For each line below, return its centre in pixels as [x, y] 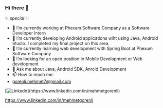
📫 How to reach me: [33, 75]
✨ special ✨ [17, 18]
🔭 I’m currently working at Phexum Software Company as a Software [81, 28]
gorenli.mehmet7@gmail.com [42, 81]
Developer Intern [29, 33]
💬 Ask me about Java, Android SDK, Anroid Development [69, 69]
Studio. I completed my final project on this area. [61, 44]
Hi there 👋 [17, 8]
